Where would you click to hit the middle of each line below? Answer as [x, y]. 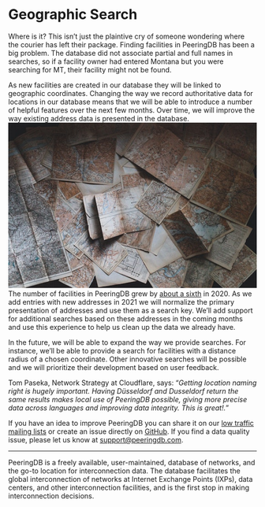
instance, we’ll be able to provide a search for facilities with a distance [122, 351]
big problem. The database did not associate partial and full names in [121, 53]
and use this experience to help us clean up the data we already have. [122, 328]
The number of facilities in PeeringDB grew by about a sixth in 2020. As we [130, 294]
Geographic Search [73, 15]
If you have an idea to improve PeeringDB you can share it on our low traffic [131, 424]
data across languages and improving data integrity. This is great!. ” [119, 408]
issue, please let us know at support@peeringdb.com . [96, 440]
